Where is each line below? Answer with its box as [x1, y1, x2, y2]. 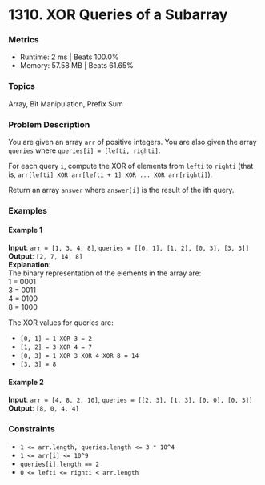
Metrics [8, 34, 39, 46]
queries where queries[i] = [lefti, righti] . [8, 146, 161, 155]
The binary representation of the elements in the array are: [8, 268, 202, 278]
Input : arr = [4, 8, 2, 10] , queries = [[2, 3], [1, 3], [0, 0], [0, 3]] [8, 395, 253, 405]
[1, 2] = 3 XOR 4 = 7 [19, 343, 92, 351]
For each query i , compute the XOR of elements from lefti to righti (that [8, 162, 254, 171]
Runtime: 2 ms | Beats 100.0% [19, 52, 119, 62]
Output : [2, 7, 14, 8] [8, 251, 83, 261]
